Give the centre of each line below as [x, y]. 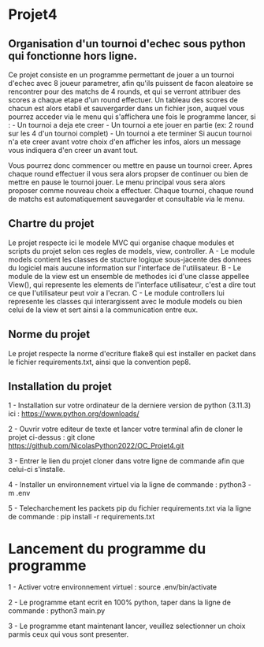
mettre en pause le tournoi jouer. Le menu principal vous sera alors [117, 182]
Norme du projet [49, 335]
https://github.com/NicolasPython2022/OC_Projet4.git [96, 446]
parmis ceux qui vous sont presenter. [69, 634]
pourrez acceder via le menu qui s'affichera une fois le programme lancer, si [132, 117]
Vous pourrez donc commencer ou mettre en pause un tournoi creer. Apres [130, 165]
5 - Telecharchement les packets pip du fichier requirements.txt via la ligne [130, 508]
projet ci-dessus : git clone [52, 437]
